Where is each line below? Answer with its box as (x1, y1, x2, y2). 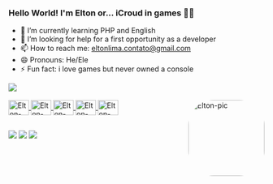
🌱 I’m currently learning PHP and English (19, 26, 156, 36)
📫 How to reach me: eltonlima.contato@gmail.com (19, 44, 191, 53)
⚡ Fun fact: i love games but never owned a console (19, 64, 194, 74)
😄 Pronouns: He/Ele (19, 55, 89, 65)
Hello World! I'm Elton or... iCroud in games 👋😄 (8, 7, 195, 19)
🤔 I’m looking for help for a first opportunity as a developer (19, 34, 217, 44)
